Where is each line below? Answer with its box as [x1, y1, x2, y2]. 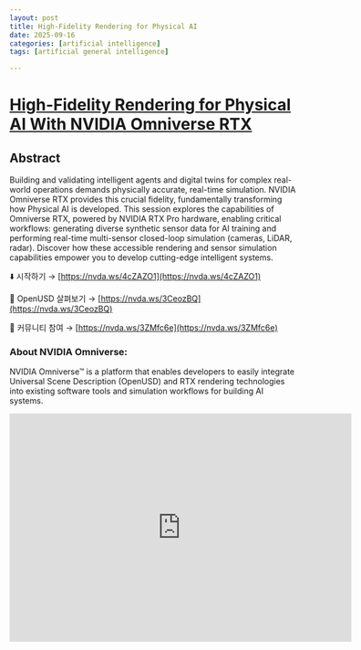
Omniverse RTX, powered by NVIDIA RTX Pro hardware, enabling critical [9, 214, 282, 225]
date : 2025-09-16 [9, 30, 76, 39]
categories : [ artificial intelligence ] [9, 38, 161, 48]
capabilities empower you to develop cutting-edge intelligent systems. [9, 252, 273, 263]
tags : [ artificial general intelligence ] [9, 47, 170, 57]
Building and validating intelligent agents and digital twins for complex [9, 174, 273, 185]
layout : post [9, 13, 59, 23]
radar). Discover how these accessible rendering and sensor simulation [9, 243, 277, 254]
